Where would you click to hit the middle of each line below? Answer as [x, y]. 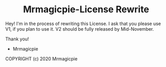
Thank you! [17, 39]
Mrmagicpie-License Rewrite [86, 9]
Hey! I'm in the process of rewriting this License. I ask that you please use [83, 24]
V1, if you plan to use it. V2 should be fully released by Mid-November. [80, 29]
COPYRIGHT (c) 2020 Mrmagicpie [42, 59]
